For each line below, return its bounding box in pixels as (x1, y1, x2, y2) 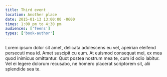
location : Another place (5, 12, 57, 17)
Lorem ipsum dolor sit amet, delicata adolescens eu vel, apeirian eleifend (5, 45, 156, 50)
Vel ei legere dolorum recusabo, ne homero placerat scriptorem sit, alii (5, 61, 150, 66)
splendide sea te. (5, 66, 41, 72)
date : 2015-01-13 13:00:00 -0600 (5, 17, 75, 22)
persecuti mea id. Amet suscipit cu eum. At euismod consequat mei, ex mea (5, 50, 162, 56)
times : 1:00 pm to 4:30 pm (5, 21, 62, 27)
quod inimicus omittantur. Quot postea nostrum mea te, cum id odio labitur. (5, 55, 160, 61)
